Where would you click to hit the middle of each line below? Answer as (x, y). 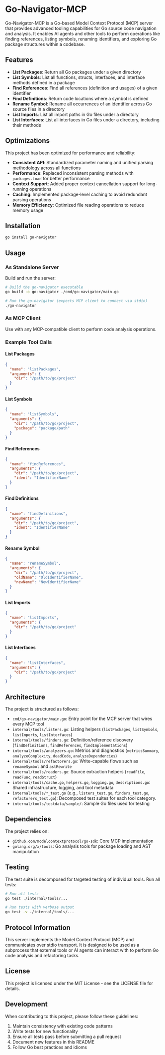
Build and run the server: (31, 278)
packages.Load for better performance (51, 178)
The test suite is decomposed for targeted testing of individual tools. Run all (82, 879)
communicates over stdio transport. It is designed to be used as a (72, 945)
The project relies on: (27, 831)
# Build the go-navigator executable (44, 287)
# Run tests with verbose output (40, 907)
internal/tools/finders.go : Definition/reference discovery (73, 740)
